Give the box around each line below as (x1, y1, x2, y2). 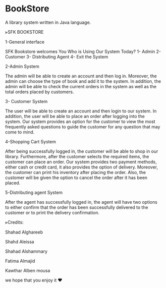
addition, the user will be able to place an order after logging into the (5, 113, 145, 119)
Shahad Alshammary (5, 248, 48, 254)
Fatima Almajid (5, 258, 36, 264)
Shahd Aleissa (5, 238, 35, 244)
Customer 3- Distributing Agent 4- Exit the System (5, 54, 108, 59)
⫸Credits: (5, 219, 24, 225)
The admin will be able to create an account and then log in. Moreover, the (5, 73, 157, 79)
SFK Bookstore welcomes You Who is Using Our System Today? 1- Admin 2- (5, 48, 161, 55)
